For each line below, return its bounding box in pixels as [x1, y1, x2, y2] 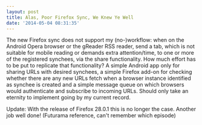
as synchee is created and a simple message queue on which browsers [6, 81, 184, 88]
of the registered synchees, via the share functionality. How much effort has [6, 55, 196, 63]
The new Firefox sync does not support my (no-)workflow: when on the [6, 37, 184, 44]
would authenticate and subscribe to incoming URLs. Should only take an [6, 88, 189, 95]
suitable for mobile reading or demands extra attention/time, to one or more [6, 49, 195, 56]
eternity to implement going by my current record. [6, 94, 131, 101]
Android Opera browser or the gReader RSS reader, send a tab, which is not [6, 43, 195, 50]
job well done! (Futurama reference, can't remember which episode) [6, 112, 177, 119]
